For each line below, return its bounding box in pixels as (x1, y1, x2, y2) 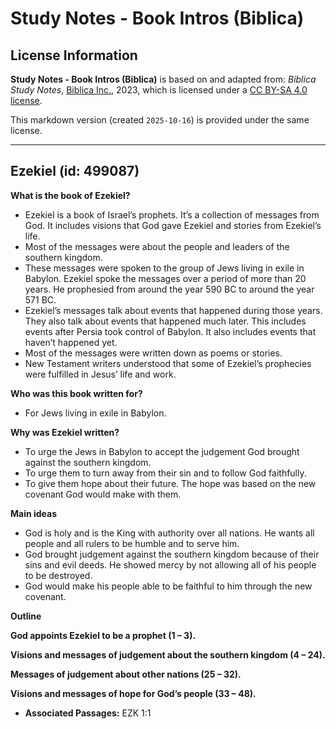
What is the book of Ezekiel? (10, 189, 131, 201)
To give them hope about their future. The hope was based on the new (24, 477, 317, 489)
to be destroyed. (24, 569, 93, 581)
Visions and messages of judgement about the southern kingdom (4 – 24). (10, 648, 326, 661)
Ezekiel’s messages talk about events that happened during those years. (24, 304, 323, 316)
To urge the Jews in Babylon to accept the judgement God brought (24, 445, 300, 457)
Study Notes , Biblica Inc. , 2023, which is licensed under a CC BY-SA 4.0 (10, 84, 308, 96)
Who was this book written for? (10, 387, 143, 399)
